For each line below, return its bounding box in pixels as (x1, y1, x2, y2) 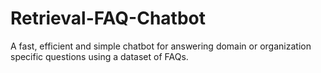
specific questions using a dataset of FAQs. (10, 50, 189, 62)
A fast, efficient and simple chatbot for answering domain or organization (10, 40, 312, 52)
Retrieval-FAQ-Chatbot (10, 7, 206, 30)
